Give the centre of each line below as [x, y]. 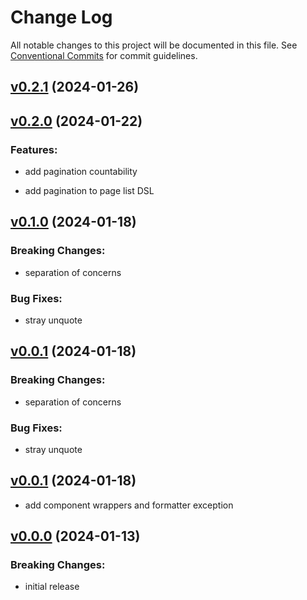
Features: [34, 149]
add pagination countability [81, 172]
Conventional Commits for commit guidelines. [104, 55]
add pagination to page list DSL [89, 191]
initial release [52, 587]
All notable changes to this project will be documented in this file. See [154, 45]
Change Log [61, 17]
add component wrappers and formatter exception [129, 505]
